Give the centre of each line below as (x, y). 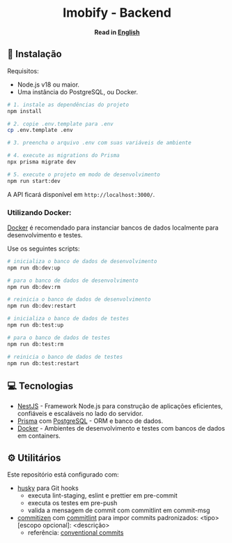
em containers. (39, 436)
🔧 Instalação (34, 54)
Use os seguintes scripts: (44, 248)
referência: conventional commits (76, 533)
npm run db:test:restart (43, 363)
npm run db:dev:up (34, 268)
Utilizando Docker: (39, 212)
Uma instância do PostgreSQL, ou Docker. (77, 91)
